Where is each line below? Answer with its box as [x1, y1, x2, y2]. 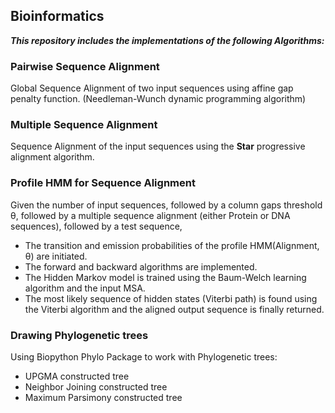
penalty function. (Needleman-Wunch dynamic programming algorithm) [10, 93, 307, 105]
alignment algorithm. [10, 151, 95, 163]
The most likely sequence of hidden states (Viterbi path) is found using [24, 292, 318, 304]
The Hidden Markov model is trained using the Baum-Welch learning [24, 271, 307, 283]
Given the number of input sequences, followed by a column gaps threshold [10, 199, 323, 211]
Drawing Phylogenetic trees [10, 328, 149, 342]
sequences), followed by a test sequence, [10, 220, 183, 232]
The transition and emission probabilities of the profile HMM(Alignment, [24, 239, 320, 251]
